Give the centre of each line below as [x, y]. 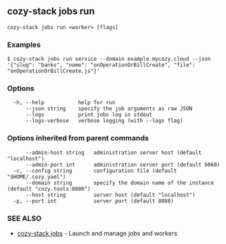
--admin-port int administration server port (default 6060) [123, 165]
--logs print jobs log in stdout [89, 115]
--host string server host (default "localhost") [110, 195]
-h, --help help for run [64, 103]
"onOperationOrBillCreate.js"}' [53, 71]
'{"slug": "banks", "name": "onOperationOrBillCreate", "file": [101, 65]
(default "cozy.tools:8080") [49, 189]
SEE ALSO [24, 218]
